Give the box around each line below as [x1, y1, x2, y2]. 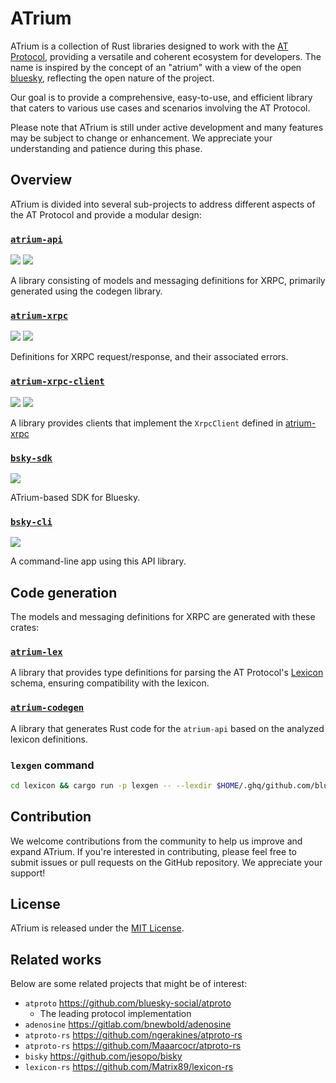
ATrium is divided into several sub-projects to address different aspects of [10, 198, 316, 210]
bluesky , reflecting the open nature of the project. [10, 72, 215, 84]
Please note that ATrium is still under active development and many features [10, 121, 324, 133]
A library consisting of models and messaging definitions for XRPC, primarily [10, 275, 326, 287]
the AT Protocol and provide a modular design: [10, 208, 202, 221]
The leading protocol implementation [39, 1008, 192, 1020]
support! [10, 867, 46, 879]
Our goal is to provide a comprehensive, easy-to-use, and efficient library [10, 91, 313, 103]
